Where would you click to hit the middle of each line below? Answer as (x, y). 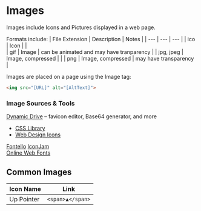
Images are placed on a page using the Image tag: (69, 76)
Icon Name (25, 189)
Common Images (39, 172)
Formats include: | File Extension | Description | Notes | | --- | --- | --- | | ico (101, 39)
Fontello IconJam (28, 147)
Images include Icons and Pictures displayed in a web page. (81, 27)
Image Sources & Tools (41, 103)
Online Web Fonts (28, 153)
